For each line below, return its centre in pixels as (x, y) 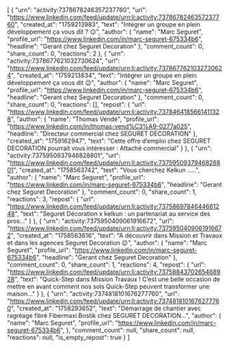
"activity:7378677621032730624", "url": (64, 61)
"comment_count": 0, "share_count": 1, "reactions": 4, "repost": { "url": (107, 264)
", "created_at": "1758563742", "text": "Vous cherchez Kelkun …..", (107, 170)
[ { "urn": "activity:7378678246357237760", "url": (77, 10)
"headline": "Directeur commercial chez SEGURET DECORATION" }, (103, 134)
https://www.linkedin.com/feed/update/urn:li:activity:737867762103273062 (116, 68)
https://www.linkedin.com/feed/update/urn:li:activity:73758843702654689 (115, 272)
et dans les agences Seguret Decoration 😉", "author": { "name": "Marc (107, 243)
